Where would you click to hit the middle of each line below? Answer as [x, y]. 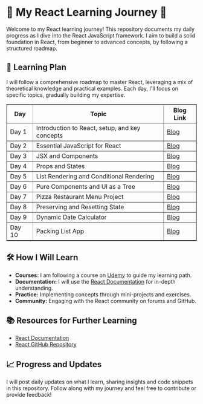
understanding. [34, 288]
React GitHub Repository [46, 345]
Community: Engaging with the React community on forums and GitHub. [105, 301]
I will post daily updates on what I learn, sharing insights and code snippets [100, 382]
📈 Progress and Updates [54, 364]
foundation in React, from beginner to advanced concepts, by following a [97, 42]
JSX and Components [67, 155]
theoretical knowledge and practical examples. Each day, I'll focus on [92, 88]
